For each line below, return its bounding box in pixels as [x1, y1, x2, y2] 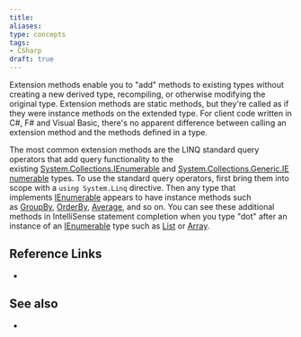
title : [9, 13, 34, 22]
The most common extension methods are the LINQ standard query [9, 144, 260, 155]
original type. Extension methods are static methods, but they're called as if [9, 99, 289, 108]
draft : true [9, 55, 54, 64]
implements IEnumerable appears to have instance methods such [9, 192, 252, 203]
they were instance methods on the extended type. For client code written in [9, 108, 292, 118]
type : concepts [9, 30, 66, 39]
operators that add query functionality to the [9, 154, 173, 164]
